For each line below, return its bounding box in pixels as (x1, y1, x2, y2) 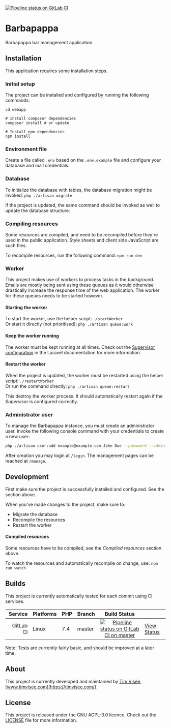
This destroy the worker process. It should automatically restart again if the (5, 393, 163, 399)
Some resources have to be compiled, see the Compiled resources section (5, 545, 162, 551)
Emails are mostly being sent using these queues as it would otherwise (5, 282, 154, 288)
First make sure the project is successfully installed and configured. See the (5, 486, 164, 492)
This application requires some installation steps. (5, 68, 108, 74)
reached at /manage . (5, 458, 47, 464)
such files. (5, 242, 27, 249)
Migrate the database (12, 511, 58, 517)
